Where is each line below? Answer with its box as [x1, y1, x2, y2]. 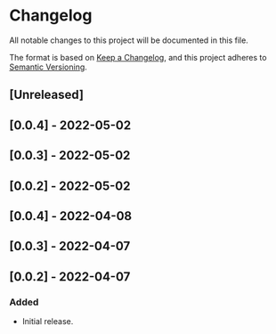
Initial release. [21, 315, 74, 326]
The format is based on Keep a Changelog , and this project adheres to [9, 52, 267, 62]
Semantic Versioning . [9, 61, 87, 72]
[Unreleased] [9, 87, 85, 102]
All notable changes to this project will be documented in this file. [9, 35, 249, 45]
